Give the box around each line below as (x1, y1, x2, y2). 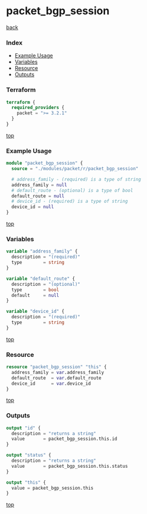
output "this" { (6, 479, 46, 486)
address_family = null (11, 182, 67, 188)
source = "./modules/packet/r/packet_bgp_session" (11, 166, 139, 172)
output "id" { (6, 425, 41, 431)
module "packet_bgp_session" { (6, 160, 83, 167)
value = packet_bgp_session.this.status (11, 463, 128, 469)
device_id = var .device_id (11, 381, 92, 387)
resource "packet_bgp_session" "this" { (6, 364, 107, 370)
